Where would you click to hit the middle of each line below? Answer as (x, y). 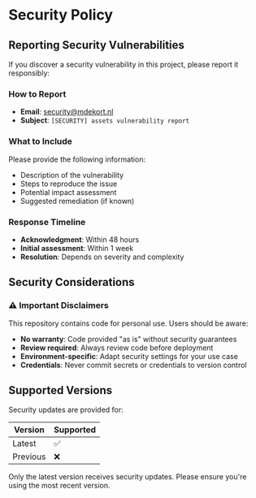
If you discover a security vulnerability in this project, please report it (124, 64)
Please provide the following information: (77, 159)
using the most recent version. (60, 486)
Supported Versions (60, 390)
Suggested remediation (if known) (77, 201)
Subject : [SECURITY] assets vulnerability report (105, 120)
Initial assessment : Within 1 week (77, 248)
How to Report (37, 93)
